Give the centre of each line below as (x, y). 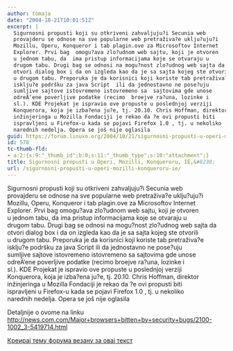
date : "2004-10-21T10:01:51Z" (51, 20)
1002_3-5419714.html (37, 327)
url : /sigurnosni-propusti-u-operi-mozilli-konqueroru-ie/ (94, 168)
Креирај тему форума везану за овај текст (70, 340)
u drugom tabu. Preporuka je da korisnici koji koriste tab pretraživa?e (106, 239)
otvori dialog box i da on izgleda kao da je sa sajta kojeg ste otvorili (103, 232)
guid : (15, 136)
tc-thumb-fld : (28, 149)
